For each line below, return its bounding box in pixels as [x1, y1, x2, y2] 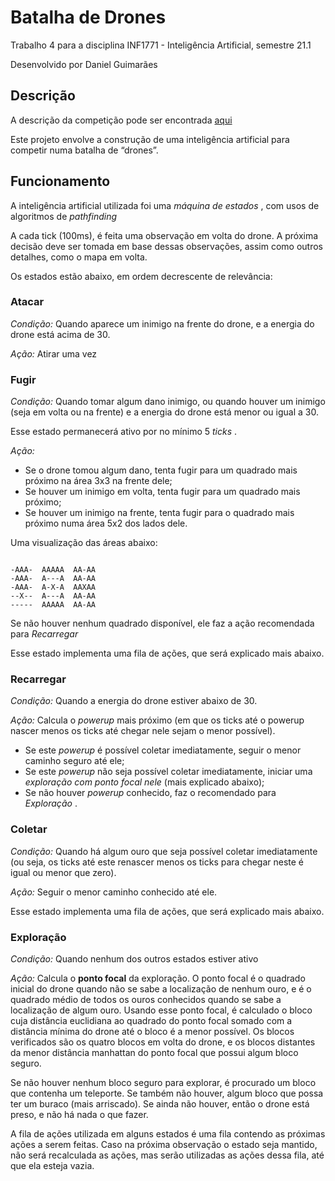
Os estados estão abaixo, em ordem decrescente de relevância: [10, 270, 273, 282]
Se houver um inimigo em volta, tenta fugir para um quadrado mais [24, 486, 301, 498]
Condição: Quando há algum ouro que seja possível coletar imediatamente [10, 845, 318, 857]
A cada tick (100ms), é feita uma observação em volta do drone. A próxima [10, 229, 319, 241]
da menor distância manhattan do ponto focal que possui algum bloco [10, 1047, 299, 1059]
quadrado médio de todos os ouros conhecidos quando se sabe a [10, 994, 282, 1006]
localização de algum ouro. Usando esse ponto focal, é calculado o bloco [10, 1004, 313, 1016]
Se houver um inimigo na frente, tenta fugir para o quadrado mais [24, 507, 295, 519]
